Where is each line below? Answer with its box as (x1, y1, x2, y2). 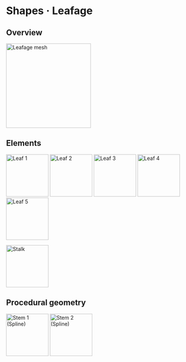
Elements (6, 138, 42, 148)
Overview (6, 28, 43, 38)
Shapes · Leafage (6, 4, 93, 18)
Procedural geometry (6, 298, 87, 308)
